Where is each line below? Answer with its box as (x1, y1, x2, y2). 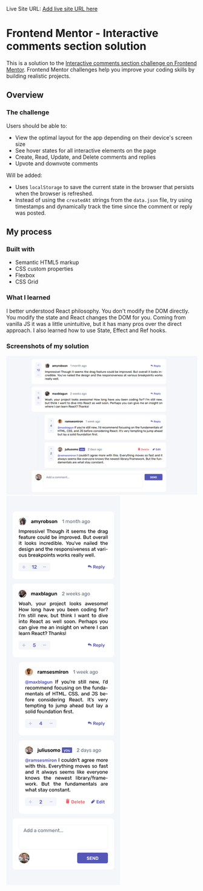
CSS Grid (15, 278, 38, 285)
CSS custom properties (15, 265, 74, 272)
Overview (6, 90, 44, 100)
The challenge (6, 108, 50, 117)
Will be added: (6, 172, 42, 179)
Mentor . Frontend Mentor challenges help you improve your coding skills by (6, 66, 195, 73)
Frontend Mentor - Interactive (6, 27, 159, 40)
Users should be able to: (6, 122, 68, 130)
